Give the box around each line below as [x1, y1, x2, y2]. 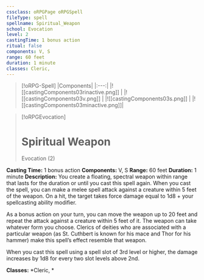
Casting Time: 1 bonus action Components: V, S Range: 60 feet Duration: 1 [6, 167, 197, 174]
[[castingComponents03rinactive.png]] [21, 89, 120, 96]
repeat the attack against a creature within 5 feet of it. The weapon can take [6, 217, 197, 225]
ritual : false [6, 43, 43, 49]
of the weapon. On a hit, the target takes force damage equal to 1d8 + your [6, 192, 194, 200]
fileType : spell [6, 15, 47, 21]
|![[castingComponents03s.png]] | [105, 95, 191, 102]
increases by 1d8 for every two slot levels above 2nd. [6, 255, 140, 262]
